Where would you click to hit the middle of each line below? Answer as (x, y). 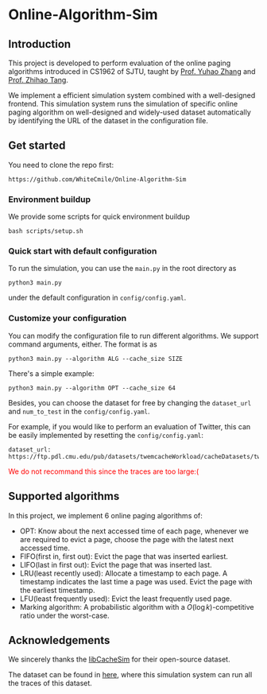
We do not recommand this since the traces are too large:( (104, 471)
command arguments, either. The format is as (83, 344)
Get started (37, 146)
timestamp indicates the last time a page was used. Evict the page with (136, 581)
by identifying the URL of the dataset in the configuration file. (108, 120)
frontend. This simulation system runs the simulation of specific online (123, 104)
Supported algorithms (64, 496)
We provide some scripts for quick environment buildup (99, 217)
